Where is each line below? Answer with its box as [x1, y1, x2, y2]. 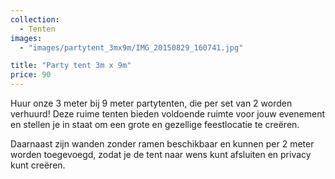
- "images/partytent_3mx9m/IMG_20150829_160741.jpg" [19, 42, 244, 53]
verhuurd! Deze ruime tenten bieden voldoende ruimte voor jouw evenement [10, 108, 326, 120]
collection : [10, 14, 60, 25]
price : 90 [10, 70, 52, 80]
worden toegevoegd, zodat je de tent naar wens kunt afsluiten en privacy [10, 149, 312, 160]
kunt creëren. [10, 159, 66, 171]
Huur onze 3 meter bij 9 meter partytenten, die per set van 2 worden [10, 97, 293, 109]
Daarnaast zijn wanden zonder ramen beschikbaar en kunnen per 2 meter [10, 138, 315, 150]
